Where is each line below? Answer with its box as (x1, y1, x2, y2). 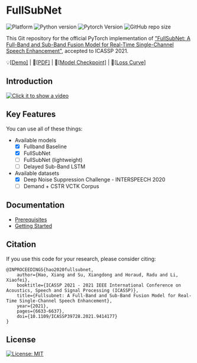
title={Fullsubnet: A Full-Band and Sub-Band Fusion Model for (17, 292, 176, 298)
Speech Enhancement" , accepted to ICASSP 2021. (6, 47, 129, 54)
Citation (6, 240, 37, 250)
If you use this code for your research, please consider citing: (6, 255, 156, 262)
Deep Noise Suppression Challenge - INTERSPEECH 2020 (23, 176, 166, 183)
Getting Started (14, 222, 52, 229)
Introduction (6, 77, 53, 87)
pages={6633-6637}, (17, 308, 65, 314)
